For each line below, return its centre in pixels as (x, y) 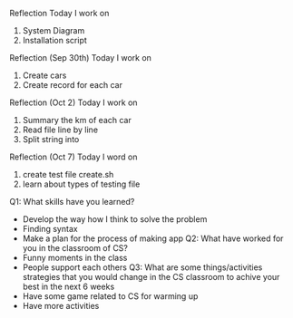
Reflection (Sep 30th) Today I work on (81, 58)
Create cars (44, 75)
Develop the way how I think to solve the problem (115, 219)
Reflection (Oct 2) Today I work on (73, 102)
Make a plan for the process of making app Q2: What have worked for (153, 238)
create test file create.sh (68, 174)
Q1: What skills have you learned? (72, 202)
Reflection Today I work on (59, 13)
